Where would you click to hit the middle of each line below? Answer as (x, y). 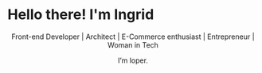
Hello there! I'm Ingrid (81, 15)
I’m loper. (133, 60)
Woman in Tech (133, 44)
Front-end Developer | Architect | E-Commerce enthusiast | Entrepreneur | (133, 36)
